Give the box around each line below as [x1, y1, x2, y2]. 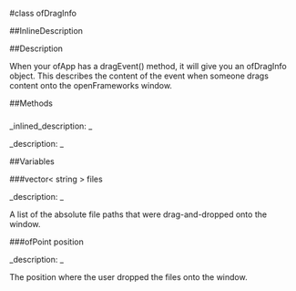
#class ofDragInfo [9, 8, 77, 18]
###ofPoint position [9, 236, 84, 247]
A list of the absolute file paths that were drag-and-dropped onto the [9, 209, 267, 220]
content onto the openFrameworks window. [9, 80, 173, 90]
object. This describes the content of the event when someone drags [9, 70, 269, 81]
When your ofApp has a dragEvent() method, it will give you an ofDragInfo [9, 61, 287, 71]
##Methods [9, 98, 53, 109]
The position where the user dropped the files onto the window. [9, 271, 248, 282]
